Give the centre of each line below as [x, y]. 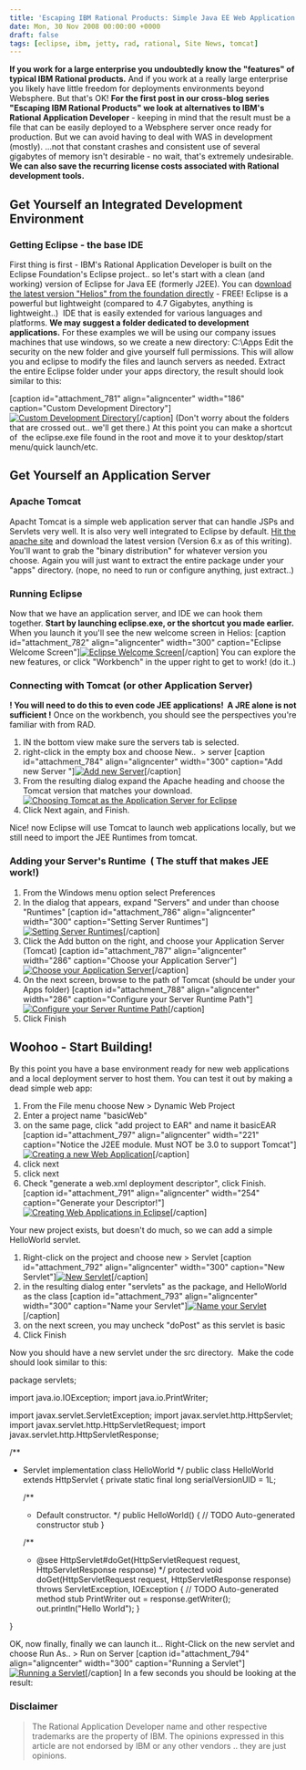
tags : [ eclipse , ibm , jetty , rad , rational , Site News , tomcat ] [134, 43]
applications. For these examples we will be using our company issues [143, 332]
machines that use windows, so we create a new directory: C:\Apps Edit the [152, 342]
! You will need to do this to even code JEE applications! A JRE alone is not [153, 705]
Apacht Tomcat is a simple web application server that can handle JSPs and [152, 522]
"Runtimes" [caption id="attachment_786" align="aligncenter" [139, 912]
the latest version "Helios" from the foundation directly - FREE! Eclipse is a [149, 294]
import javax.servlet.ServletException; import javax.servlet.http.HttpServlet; [151, 1415]
